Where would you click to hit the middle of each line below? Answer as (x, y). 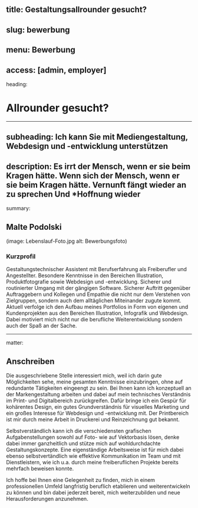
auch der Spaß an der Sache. (42, 326)
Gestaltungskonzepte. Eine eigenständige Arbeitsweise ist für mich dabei (95, 450)
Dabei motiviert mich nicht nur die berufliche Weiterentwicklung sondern (94, 320)
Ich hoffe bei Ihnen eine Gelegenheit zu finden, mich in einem (80, 480)
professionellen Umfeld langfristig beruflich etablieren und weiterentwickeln (98, 486)
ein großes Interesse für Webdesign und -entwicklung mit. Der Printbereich (97, 413)
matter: (15, 343)
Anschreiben (30, 361)
